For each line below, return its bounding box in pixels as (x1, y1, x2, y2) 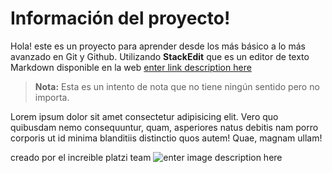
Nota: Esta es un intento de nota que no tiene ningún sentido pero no (34, 80, 320, 92)
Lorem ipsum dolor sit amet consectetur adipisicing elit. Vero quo (10, 110, 279, 122)
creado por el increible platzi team (10, 151, 152, 163)
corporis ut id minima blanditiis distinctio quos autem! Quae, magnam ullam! (10, 132, 323, 144)
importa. (34, 91, 70, 103)
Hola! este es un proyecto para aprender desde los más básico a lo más (10, 40, 306, 52)
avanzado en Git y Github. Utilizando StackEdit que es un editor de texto (10, 50, 310, 62)
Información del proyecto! (10, 7, 231, 30)
